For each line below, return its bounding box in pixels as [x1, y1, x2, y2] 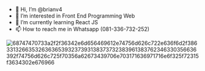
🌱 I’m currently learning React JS [15, 19, 99, 25]
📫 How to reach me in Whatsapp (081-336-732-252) [15, 25, 150, 33]
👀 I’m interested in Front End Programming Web [15, 12, 135, 19]
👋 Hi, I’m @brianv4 [15, 6, 62, 13]
